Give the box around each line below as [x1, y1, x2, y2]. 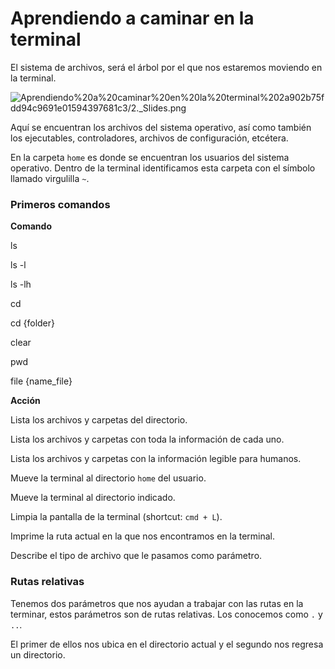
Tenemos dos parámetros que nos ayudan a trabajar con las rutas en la [10, 597, 304, 609]
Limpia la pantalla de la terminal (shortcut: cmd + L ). [10, 511, 223, 523]
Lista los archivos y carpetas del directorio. [10, 414, 188, 426]
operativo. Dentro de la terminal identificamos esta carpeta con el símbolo [10, 162, 316, 174]
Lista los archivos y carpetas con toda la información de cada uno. [10, 433, 285, 446]
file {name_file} [10, 375, 73, 387]
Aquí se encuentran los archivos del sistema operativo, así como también [10, 121, 312, 133]
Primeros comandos [10, 197, 111, 211]
